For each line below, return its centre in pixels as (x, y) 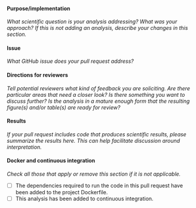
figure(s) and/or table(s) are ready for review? (64, 107)
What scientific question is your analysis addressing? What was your (92, 22)
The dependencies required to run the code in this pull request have (99, 186)
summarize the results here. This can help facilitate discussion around (94, 140)
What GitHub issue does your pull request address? (70, 61)
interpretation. (24, 147)
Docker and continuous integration (51, 161)
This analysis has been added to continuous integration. (85, 199)
